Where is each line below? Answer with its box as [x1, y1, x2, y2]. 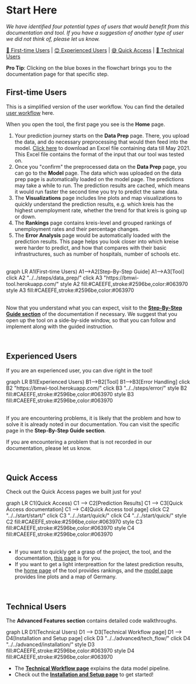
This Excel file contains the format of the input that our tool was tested [14, 151, 184, 158]
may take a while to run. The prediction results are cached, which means [14, 182, 190, 189]
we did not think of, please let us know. [6, 35, 101, 42]
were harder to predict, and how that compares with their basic [14, 244, 167, 251]
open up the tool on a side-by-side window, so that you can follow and [6, 317, 176, 324]
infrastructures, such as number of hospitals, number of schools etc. [14, 250, 180, 257]
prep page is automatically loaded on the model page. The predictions [14, 175, 184, 182]
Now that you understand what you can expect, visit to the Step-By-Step [6, 304, 183, 311]
